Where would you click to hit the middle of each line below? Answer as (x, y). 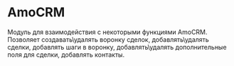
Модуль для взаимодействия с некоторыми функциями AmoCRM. (107, 32)
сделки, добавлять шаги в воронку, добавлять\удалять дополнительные (117, 47)
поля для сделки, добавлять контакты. (66, 55)
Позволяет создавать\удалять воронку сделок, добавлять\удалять (108, 39)
